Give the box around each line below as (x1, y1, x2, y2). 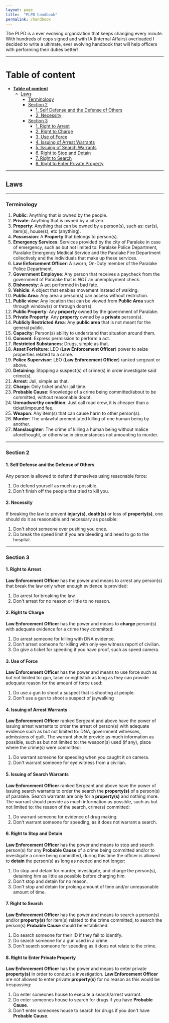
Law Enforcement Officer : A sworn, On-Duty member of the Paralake (13, 261, 157, 267)
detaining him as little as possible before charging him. (13, 873, 126, 879)
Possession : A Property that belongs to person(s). (13, 234, 118, 240)
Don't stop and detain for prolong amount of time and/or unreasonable (13, 883, 159, 889)
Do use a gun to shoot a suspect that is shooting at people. (13, 690, 135, 696)
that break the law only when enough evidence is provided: (6, 583, 128, 589)
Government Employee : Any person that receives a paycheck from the (13, 271, 160, 277)
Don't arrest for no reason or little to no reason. (13, 598, 111, 604)
